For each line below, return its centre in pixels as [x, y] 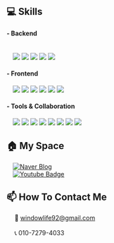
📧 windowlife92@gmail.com [55, 218]
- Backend [22, 33]
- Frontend [23, 73]
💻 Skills [25, 12]
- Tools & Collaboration [41, 106]
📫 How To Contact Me [57, 197]
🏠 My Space [36, 146]
